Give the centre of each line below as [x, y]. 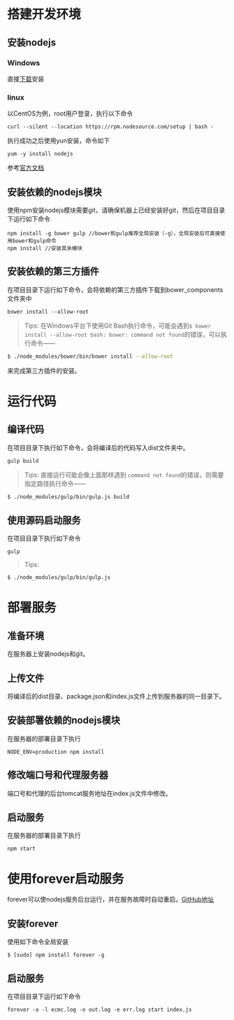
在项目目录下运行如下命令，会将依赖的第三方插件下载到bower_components [115, 289]
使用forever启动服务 [66, 879]
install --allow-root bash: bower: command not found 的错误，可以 [123, 334]
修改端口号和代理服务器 [58, 775]
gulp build [23, 461]
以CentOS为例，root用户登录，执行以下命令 [70, 113]
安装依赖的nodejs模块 [55, 192]
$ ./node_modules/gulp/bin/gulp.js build [68, 497]
